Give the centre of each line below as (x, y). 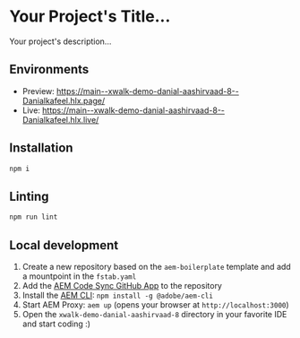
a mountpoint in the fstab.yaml (79, 276)
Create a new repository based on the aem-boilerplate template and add (156, 266)
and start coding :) (56, 324)
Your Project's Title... (90, 17)
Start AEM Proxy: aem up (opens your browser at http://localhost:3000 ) (155, 304)
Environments (49, 69)
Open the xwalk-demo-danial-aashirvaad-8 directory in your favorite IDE (154, 314)
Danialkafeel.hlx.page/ (64, 100)
